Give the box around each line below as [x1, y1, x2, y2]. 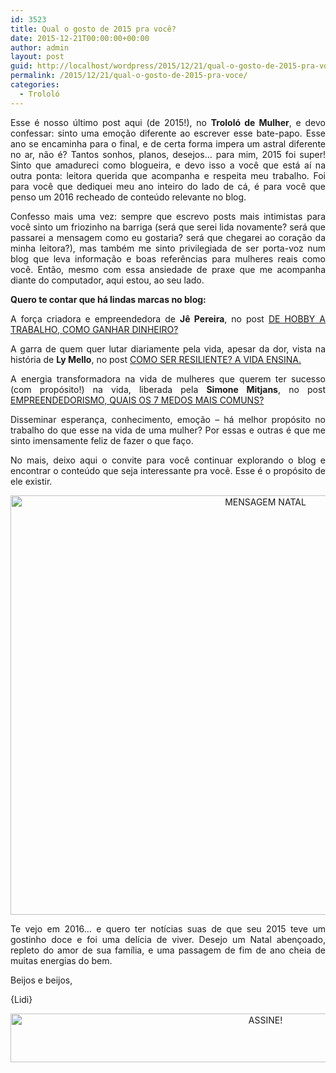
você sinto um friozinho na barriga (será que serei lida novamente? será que [10, 221, 326, 233]
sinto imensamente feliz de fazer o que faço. [10, 434, 194, 446]
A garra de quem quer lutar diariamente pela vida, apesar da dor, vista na [10, 342, 326, 355]
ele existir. [10, 475, 53, 487]
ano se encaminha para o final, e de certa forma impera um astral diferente [10, 137, 326, 150]
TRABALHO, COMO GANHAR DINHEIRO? [10, 323, 179, 335]
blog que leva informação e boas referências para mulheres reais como [10, 252, 326, 265]
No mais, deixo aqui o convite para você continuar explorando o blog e [10, 454, 326, 466]
